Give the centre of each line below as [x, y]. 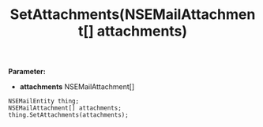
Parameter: [27, 72]
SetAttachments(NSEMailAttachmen [133, 15]
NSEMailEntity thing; [44, 101]
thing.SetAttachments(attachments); [68, 115]
